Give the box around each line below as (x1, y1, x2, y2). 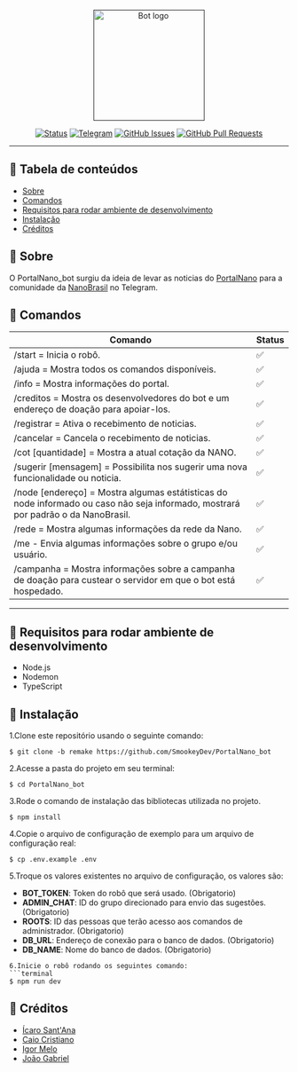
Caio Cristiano (21, 1034, 74, 1044)
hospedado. (13, 585, 64, 597)
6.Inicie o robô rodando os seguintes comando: (9, 962, 189, 971)
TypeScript (21, 681, 63, 692)
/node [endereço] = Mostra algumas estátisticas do (13, 486, 228, 499)
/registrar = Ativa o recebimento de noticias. (13, 418, 197, 430)
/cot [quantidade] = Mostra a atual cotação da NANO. (13, 446, 237, 459)
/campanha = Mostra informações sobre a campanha (13, 563, 235, 575)
